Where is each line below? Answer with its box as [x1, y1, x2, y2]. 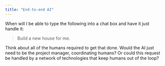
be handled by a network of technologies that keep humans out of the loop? [5, 55, 159, 61]
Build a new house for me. [17, 35, 70, 41]
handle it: [5, 25, 24, 32]
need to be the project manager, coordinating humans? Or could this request [5, 50, 161, 56]
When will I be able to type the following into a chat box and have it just [5, 21, 150, 26]
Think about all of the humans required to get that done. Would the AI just [5, 44, 154, 50]
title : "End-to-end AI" [5, 7, 54, 12]
